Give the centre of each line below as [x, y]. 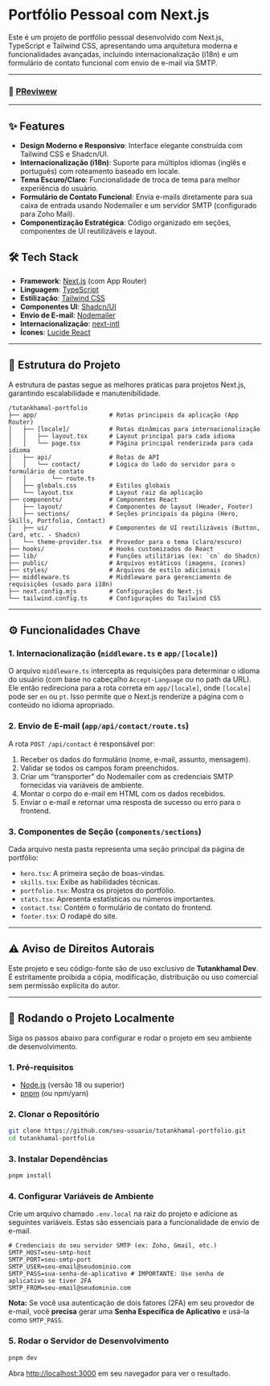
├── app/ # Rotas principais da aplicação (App [124, 415]
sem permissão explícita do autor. [64, 986]
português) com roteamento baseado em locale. [100, 172]
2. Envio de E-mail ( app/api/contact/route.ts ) [99, 726]
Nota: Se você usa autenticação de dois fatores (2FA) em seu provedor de [131, 1303]
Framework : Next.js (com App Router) [83, 280]
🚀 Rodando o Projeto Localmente [92, 1018]
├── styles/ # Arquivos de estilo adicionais [115, 570]
